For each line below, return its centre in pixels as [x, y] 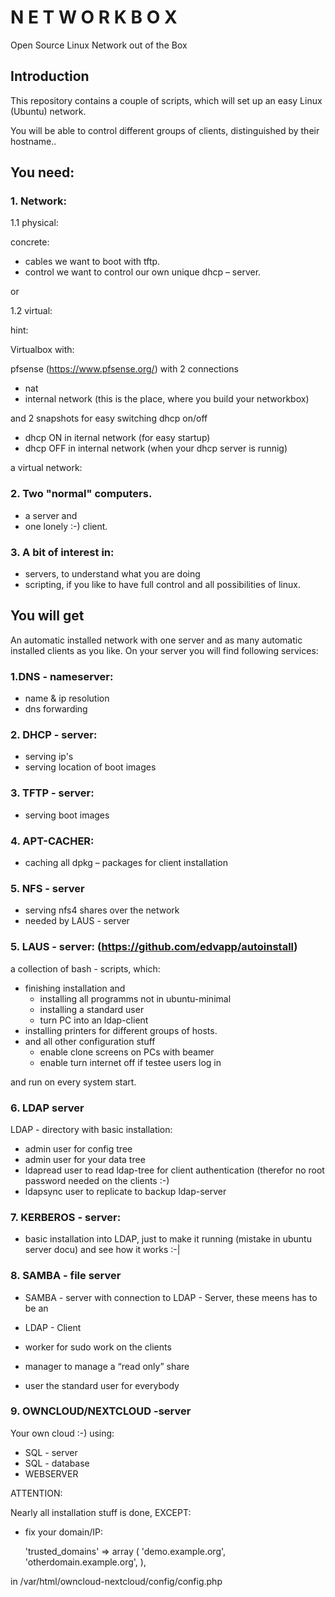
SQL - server [51, 1452]
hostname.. [33, 141]
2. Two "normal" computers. [81, 494]
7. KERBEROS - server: [66, 1217]
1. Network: [39, 201]
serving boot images [67, 815]
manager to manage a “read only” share [107, 1366]
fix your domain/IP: [63, 1532]
